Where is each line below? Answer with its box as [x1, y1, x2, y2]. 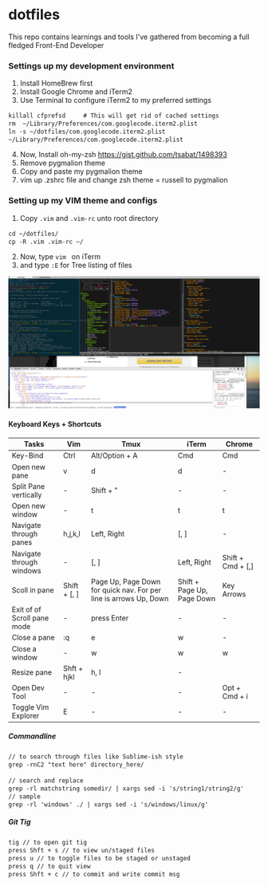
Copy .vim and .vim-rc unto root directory [19, 213, 159, 222]
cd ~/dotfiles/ [8, 230, 59, 238]
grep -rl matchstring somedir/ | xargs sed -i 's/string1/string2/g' [8, 784, 245, 793]
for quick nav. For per [91, 585, 162, 595]
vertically [11, 490, 42, 499]
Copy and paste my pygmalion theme [19, 167, 143, 176]
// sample [8, 792, 41, 801]
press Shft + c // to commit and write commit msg [8, 870, 180, 878]
